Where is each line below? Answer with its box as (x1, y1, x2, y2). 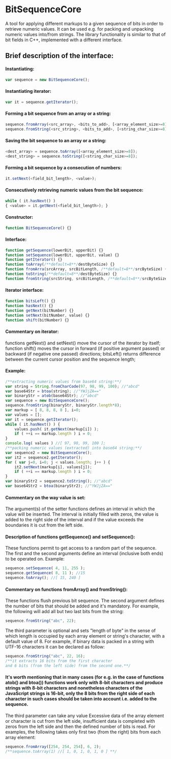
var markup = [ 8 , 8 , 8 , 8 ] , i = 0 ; (5, 408, 81, 413)
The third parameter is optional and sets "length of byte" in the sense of (5, 627, 156, 634)
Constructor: (5, 214, 34, 220)
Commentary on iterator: (5, 328, 59, 335)
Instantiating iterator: (5, 88, 52, 94)
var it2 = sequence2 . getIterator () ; (5, 455, 83, 460)
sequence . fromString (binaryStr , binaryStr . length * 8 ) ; (5, 403, 122, 408)
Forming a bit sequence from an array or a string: (5, 111, 111, 117)
